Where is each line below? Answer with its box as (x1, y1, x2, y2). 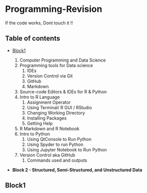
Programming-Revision (5, 3, 103, 15)
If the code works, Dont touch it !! (5, 20, 73, 26)
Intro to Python (19, 130, 50, 137)
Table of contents (5, 34, 60, 43)
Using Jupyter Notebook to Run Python (27, 146, 107, 152)
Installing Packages (27, 115, 67, 121)
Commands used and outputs (27, 157, 87, 163)
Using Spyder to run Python (27, 141, 84, 147)
